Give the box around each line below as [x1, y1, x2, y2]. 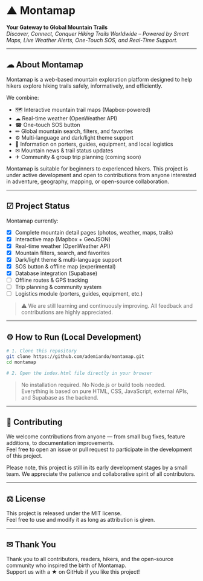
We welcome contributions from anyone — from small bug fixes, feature [6, 433, 185, 440]
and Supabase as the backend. [21, 394, 98, 401]
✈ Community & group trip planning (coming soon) [14, 153, 141, 160]
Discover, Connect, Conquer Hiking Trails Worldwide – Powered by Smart [6, 30, 189, 37]
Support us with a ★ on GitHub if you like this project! [6, 568, 140, 575]
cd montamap [6, 359, 36, 365]
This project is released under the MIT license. [6, 510, 122, 517]
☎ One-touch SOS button [14, 121, 80, 128]
